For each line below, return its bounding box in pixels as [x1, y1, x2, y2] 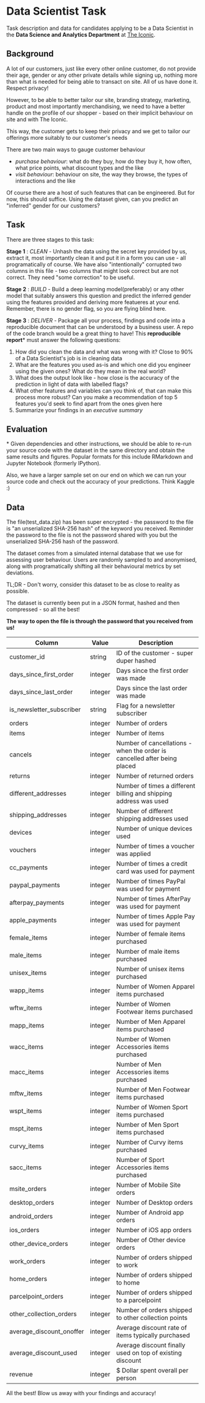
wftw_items [9, 1004, 43, 1012]
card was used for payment [116, 867, 195, 876]
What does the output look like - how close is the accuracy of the [15, 374, 179, 381]
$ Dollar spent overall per [116, 1366, 189, 1375]
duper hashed [116, 656, 157, 665]
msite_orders [9, 1184, 47, 1193]
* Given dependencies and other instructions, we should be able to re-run [6, 440, 192, 448]
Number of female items [116, 930, 185, 938]
